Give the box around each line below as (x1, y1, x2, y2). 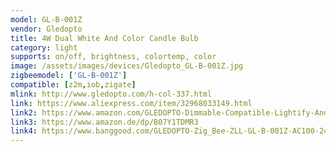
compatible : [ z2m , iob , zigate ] (10, 80, 137, 90)
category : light (10, 42, 78, 53)
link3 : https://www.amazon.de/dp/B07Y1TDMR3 (10, 117, 199, 127)
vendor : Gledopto (10, 24, 83, 34)
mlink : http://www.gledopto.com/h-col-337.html (10, 89, 213, 99)
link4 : (10, 126, 38, 136)
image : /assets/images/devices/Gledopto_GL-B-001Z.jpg (10, 61, 244, 71)
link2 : (10, 107, 38, 118)
